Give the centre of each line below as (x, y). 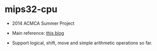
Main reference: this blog (38, 33)
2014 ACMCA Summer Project (43, 23)
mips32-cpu (31, 9)
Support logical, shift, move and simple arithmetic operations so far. (82, 43)
